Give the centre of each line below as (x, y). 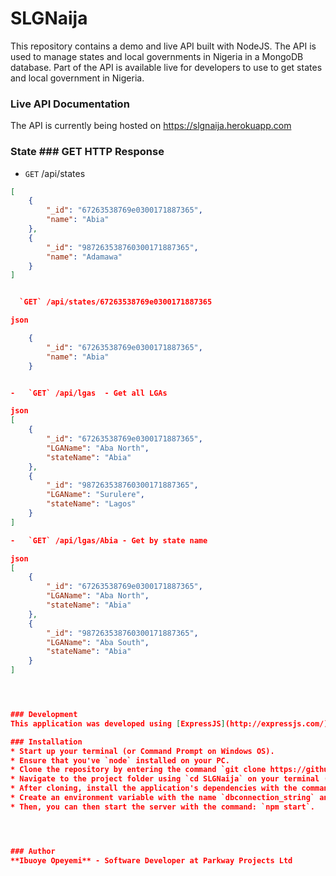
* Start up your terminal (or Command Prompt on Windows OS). (142, 751)
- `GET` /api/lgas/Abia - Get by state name (109, 540)
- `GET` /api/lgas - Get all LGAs (89, 393)
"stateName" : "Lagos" (91, 504)
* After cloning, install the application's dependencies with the (154, 788)
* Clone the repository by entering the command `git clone (138, 770)
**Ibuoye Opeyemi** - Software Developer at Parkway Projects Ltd (151, 860)
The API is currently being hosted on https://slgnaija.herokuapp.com (151, 126)
